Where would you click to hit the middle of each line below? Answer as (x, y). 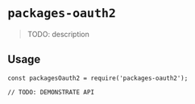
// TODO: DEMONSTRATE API (51, 92)
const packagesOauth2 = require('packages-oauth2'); (98, 78)
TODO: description (58, 34)
